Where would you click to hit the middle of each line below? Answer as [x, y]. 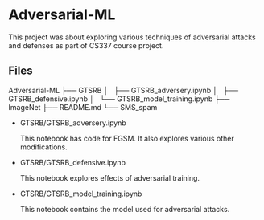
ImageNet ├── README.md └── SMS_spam [83, 107]
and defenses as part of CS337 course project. [86, 45]
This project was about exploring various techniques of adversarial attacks [132, 37]
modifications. [44, 147]
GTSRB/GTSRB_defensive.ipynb [73, 162]
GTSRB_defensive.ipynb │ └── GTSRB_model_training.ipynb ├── [119, 99]
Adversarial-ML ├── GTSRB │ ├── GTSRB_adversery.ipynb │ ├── [124, 90]
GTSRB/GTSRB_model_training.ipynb [81, 194]
